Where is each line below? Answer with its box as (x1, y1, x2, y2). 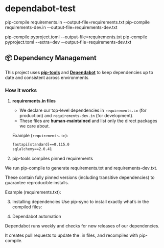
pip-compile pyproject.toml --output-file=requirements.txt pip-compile (5, 34, 148, 40)
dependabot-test (5, 3, 76, 14)
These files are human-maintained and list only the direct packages (19, 118, 158, 124)
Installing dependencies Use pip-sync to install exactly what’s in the (12, 198, 149, 204)
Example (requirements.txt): (5, 189, 61, 195)
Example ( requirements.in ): (12, 133, 69, 139)
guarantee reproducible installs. (5, 179, 70, 185)
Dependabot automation (12, 213, 61, 219)
